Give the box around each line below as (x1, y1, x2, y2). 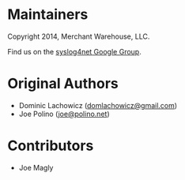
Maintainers (7, 6, 89, 24)
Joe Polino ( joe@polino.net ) (18, 109, 110, 118)
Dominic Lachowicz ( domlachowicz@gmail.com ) (18, 100, 178, 110)
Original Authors (7, 75, 119, 92)
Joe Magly (18, 163, 54, 172)
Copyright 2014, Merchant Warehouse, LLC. (7, 32, 150, 41)
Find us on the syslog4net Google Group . (7, 47, 142, 56)
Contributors (7, 137, 94, 155)
